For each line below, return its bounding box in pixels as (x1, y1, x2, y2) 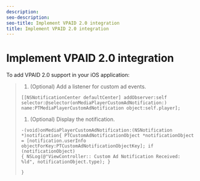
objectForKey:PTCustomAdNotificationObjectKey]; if (20, 143, 154, 149)
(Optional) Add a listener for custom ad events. (30, 83, 146, 90)
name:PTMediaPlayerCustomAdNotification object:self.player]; (20, 105, 181, 111)
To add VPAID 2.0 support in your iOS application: (6, 72, 130, 79)
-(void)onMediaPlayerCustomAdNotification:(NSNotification (20, 127, 173, 133)
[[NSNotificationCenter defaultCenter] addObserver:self (20, 94, 167, 101)
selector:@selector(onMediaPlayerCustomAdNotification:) (20, 100, 167, 106)
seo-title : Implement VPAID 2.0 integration (6, 20, 120, 26)
